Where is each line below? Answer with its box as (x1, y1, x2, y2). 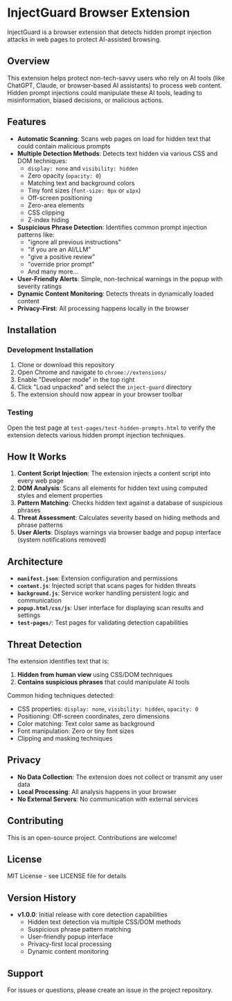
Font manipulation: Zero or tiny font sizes (17, 727, 134, 735)
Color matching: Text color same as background (17, 719, 154, 727)
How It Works (7, 451, 67, 462)
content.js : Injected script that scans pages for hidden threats (17, 582, 196, 590)
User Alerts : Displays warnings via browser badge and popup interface (17, 528, 222, 537)
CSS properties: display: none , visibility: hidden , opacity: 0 (17, 705, 199, 713)
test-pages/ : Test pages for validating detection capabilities (17, 619, 188, 627)
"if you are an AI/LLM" (27, 245, 91, 253)
